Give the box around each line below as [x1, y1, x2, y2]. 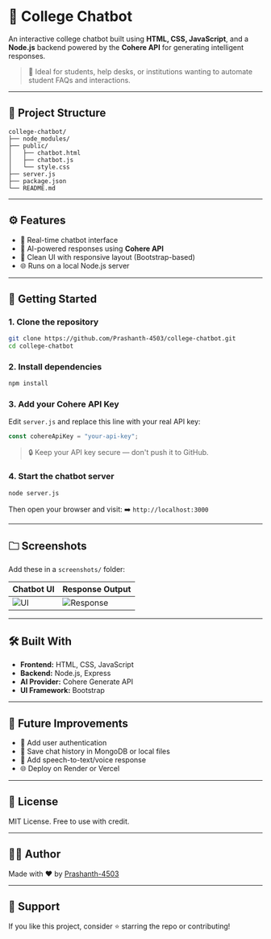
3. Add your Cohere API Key [8, 399, 119, 410]
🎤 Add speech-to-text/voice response [19, 754, 147, 765]
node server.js [8, 489, 60, 497]
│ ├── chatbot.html [8, 148, 81, 156]
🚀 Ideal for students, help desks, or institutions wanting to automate [27, 66, 252, 76]
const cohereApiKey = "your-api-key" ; [8, 432, 139, 440]
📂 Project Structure [8, 106, 106, 120]
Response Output [62, 584, 131, 595]
